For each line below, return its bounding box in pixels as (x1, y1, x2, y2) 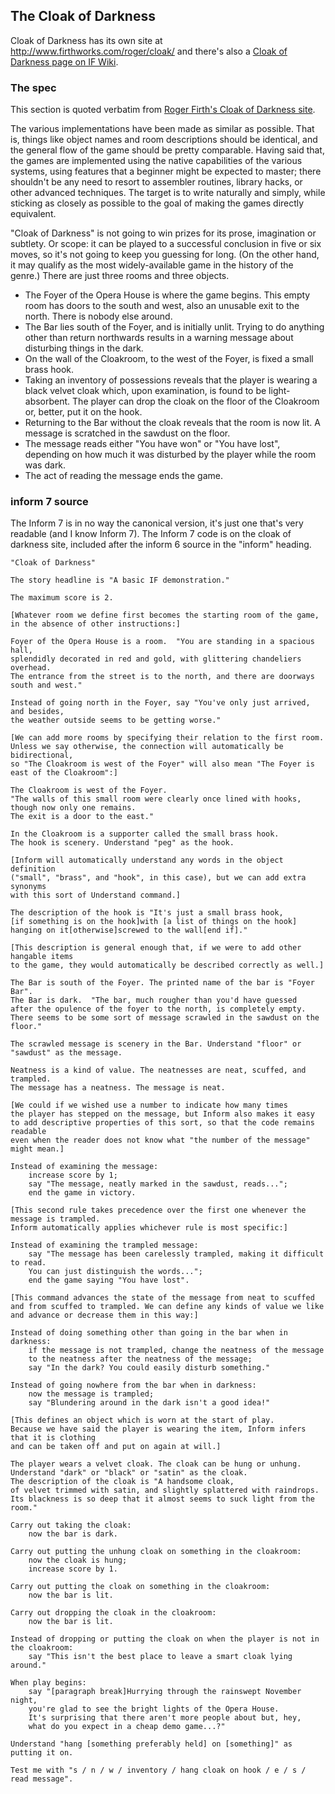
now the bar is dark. (28, 1529, 118, 1539)
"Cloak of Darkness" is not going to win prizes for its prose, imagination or (10, 227, 317, 239)
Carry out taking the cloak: (10, 1520, 132, 1531)
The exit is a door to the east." (10, 812, 155, 822)
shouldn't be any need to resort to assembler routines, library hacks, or (10, 176, 303, 188)
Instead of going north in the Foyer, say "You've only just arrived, (10, 698, 311, 708)
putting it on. (10, 1748, 74, 1758)
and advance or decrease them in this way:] (10, 1310, 199, 1321)
